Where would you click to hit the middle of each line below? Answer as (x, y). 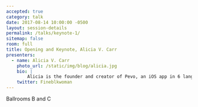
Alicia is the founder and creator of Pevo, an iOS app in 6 (104, 77)
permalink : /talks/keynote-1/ (43, 33)
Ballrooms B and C (29, 99)
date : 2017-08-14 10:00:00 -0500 (47, 22)
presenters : (21, 55)
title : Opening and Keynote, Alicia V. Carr (62, 50)
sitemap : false (25, 39)
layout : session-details (37, 28)
